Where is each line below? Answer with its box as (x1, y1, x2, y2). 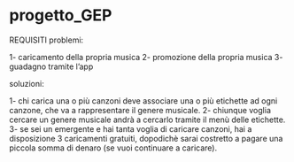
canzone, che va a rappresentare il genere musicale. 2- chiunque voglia (9, 104, 272, 115)
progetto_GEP (9, 5, 112, 26)
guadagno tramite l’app (9, 61, 94, 72)
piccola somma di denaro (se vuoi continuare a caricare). (9, 143, 218, 153)
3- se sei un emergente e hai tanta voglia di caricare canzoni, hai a (9, 123, 252, 134)
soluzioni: (9, 78, 44, 89)
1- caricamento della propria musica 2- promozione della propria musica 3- (9, 51, 283, 62)
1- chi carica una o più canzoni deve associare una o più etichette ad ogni (9, 95, 278, 106)
